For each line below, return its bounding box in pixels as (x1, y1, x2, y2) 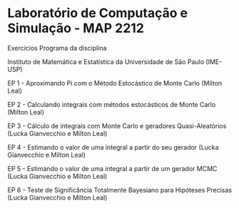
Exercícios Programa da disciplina (7, 43, 107, 52)
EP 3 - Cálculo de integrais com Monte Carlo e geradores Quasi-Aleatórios (7, 121, 227, 130)
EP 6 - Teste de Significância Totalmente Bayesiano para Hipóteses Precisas (7, 185, 233, 194)
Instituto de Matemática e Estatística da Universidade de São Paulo (7, 57, 205, 66)
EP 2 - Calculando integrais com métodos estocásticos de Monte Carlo (7, 100, 216, 108)
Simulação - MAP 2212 (7, 20, 145, 36)
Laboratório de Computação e (7, 5, 188, 21)
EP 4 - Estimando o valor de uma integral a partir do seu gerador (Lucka (7, 142, 219, 151)
